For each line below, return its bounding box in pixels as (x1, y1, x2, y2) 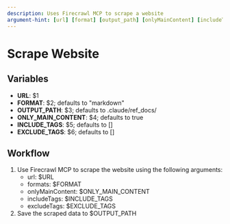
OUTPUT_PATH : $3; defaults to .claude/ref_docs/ (16, 105, 157, 114)
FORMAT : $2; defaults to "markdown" (16, 99, 125, 107)
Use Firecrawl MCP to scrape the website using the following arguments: (16, 166, 223, 174)
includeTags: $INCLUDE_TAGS (27, 195, 113, 203)
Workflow (7, 147, 50, 159)
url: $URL (27, 173, 55, 182)
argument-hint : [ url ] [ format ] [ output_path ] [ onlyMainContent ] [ (7, 16, 201, 23)
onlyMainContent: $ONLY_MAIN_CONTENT (27, 188, 151, 196)
